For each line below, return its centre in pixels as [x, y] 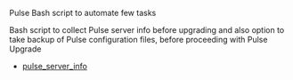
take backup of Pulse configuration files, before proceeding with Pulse [138, 40]
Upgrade [25, 49]
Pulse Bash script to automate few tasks [83, 13]
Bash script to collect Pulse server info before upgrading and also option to [147, 30]
